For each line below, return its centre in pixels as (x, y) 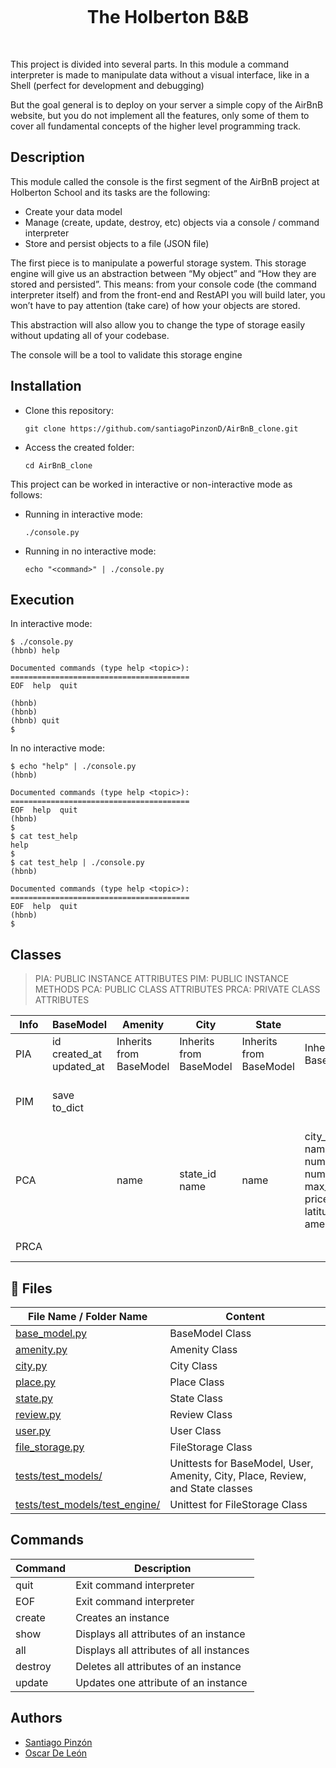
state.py (34, 1398)
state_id (198, 1174)
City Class (193, 1365)
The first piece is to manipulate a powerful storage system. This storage (158, 263)
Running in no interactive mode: (90, 551)
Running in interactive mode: (83, 514)
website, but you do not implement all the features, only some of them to (160, 115)
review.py (38, 1414)
